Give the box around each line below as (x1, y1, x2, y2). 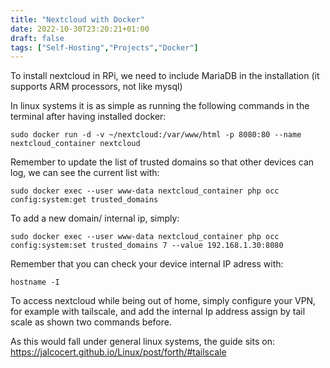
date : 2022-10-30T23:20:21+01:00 (10, 24, 150, 34)
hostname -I (10, 277, 60, 288)
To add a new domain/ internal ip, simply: (10, 212, 180, 225)
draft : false (10, 33, 65, 43)
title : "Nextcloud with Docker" (10, 14, 145, 25)
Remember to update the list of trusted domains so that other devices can (10, 156, 315, 168)
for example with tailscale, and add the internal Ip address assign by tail (10, 306, 306, 318)
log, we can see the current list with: (10, 167, 160, 179)
